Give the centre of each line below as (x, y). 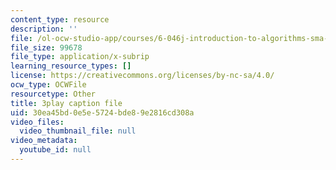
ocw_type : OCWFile (48, 85)
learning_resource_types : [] (71, 66)
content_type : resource (60, 19)
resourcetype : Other (53, 94)
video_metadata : (44, 141)
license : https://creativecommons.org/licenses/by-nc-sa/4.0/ (142, 76)
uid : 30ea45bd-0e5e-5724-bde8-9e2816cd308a (102, 112)
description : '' (44, 29)
